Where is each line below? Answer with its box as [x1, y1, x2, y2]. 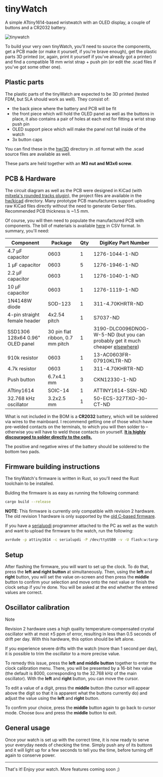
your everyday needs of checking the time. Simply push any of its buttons [5, 742, 153, 748]
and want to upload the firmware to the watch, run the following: [5, 528, 133, 534]
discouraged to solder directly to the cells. [5, 434, 92, 440]
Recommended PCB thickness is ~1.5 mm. [5, 208, 90, 214]
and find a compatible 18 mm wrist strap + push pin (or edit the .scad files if [5, 59, 156, 65]
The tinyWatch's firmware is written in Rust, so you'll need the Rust [5, 476, 139, 481]
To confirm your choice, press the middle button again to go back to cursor [5, 705, 156, 711]
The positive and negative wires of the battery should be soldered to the [5, 443, 149, 449]
